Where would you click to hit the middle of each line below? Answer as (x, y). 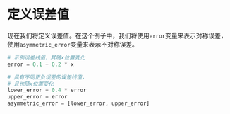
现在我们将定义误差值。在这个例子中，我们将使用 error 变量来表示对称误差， (117, 35)
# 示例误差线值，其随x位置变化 (47, 57)
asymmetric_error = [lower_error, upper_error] (79, 103)
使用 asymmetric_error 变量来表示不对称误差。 (73, 44)
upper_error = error (38, 97)
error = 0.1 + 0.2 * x (41, 64)
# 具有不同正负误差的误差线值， (47, 77)
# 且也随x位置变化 (31, 84)
